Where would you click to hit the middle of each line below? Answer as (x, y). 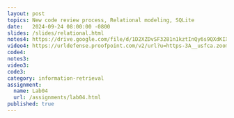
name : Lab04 (31, 91)
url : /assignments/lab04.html (57, 98)
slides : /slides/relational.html (56, 33)
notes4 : (18, 40)
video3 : (18, 65)
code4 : (17, 53)
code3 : (17, 71)
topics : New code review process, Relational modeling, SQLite (101, 20)
